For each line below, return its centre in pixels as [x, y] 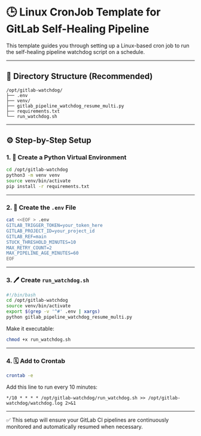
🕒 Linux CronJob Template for [83, 12]
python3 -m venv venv [33, 175]
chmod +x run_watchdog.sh [38, 340]
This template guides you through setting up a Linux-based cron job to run [98, 46]
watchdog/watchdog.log [34, 403]
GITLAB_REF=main [26, 237]
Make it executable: [31, 328]
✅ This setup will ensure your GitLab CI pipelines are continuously [88, 420]
